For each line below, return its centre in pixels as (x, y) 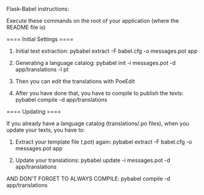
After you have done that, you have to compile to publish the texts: (99, 93)
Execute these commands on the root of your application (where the (93, 21)
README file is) (26, 27)
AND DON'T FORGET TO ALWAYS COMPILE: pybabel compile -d (88, 178)
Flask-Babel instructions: (38, 9)
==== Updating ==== (34, 112)
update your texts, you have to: (46, 130)
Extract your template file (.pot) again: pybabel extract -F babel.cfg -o (104, 142)
